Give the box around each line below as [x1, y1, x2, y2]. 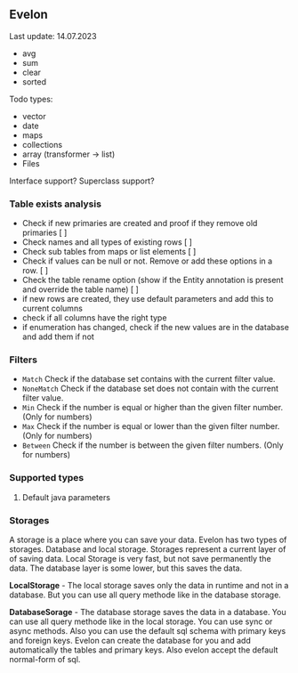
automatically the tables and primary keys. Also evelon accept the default [9, 645, 278, 655]
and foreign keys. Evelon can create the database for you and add [9, 636, 251, 645]
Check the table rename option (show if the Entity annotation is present [21, 275, 284, 286]
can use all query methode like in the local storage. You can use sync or [9, 616, 273, 627]
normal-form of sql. [9, 654, 81, 664]
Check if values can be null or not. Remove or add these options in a [21, 255, 273, 266]
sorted [21, 76, 47, 87]
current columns [21, 303, 83, 314]
